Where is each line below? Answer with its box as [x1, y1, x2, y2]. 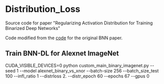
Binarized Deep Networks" [5, 25, 60, 31]
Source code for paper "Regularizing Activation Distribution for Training [5, 20, 153, 26]
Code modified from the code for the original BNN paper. [5, 35, 123, 41]
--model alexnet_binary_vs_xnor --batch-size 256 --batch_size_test [19, 68, 159, 74]
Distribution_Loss [5, 3, 81, 15]
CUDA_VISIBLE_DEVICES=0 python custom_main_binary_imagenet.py [5, 62, 149, 68]
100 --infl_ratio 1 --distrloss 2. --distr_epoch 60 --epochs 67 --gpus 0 [5, 73, 149, 79]
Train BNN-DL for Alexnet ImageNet [5, 49, 119, 58]
